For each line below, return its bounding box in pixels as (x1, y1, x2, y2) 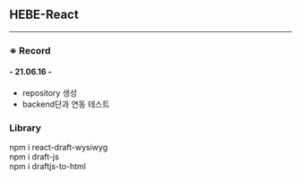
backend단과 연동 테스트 (21, 99, 110, 109)
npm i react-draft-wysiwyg (9, 142, 108, 153)
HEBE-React (9, 7, 79, 22)
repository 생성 (21, 87, 78, 98)
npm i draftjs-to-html (9, 161, 87, 172)
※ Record (9, 44, 51, 56)
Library (9, 121, 42, 133)
